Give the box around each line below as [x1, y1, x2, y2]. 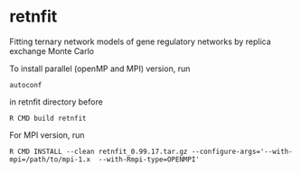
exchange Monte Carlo [9, 45, 95, 56]
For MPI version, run [9, 129, 85, 141]
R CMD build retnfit [9, 114, 88, 123]
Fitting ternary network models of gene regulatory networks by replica [9, 36, 271, 47]
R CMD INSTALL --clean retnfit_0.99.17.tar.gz [9, 147, 188, 156]
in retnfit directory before [9, 96, 104, 107]
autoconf [9, 80, 42, 89]
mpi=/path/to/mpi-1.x [9, 155, 91, 164]
